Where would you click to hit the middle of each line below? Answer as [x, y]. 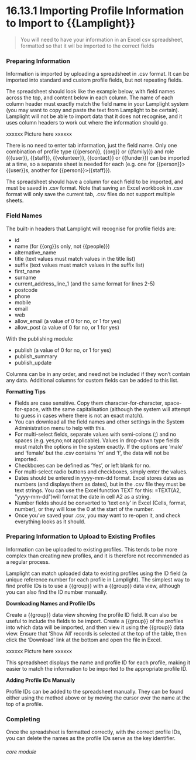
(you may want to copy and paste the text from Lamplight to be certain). [93, 110]
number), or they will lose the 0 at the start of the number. [84, 509]
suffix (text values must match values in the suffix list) [79, 265]
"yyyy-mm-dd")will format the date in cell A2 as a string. [82, 496]
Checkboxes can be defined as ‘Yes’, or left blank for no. [82, 465]
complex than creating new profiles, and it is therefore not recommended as [98, 556]
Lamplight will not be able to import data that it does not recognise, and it [94, 116]
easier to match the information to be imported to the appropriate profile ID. [97, 668]
